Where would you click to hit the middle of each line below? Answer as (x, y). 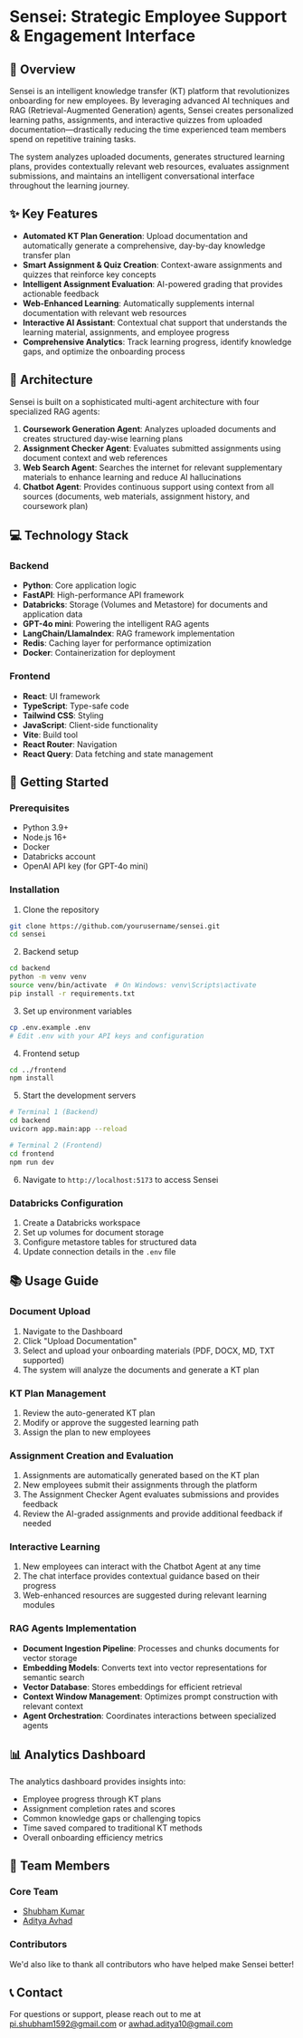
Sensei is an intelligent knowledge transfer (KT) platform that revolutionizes (150, 91)
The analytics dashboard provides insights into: (98, 1781)
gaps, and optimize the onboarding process (104, 351)
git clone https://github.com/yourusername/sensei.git (115, 926)
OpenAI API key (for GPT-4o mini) (85, 866)
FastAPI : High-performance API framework (103, 595)
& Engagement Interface (103, 36)
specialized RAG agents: (55, 411)
